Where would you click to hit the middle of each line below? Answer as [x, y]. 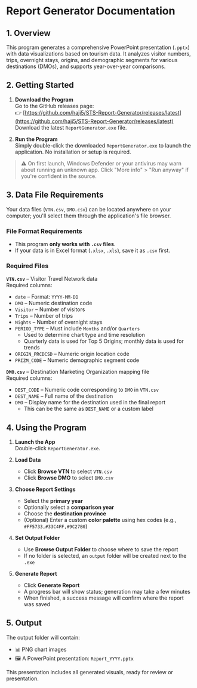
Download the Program [44, 99]
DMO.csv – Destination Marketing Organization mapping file [78, 372]
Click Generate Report [52, 585]
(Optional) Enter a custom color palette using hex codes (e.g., [100, 520]
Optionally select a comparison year [69, 507]
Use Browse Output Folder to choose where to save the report [101, 549]
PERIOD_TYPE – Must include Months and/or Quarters [77, 328]
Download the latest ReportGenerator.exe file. [71, 127]
